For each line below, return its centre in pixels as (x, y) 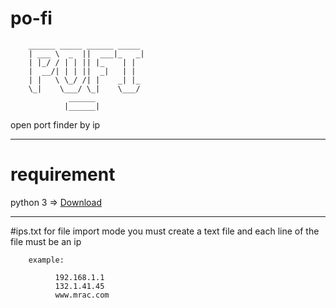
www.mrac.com (82, 295)
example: (46, 260)
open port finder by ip (55, 124)
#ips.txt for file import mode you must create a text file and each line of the (165, 231)
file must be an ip (46, 241)
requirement (63, 174)
